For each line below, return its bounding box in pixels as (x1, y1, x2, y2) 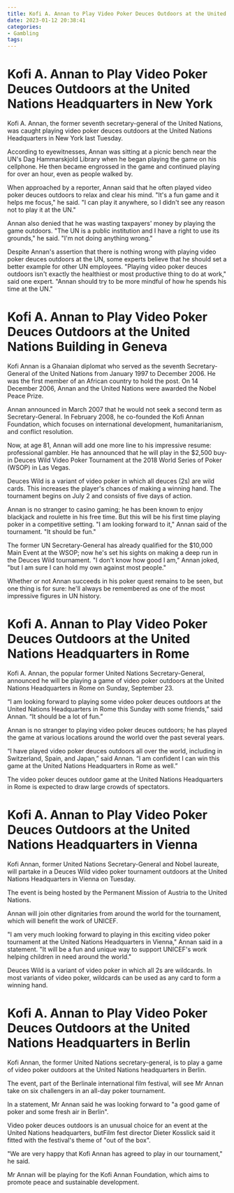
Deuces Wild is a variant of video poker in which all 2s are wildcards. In (7, 966, 212, 974)
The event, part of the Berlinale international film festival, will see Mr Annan (7, 1079, 224, 1087)
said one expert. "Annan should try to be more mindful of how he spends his (7, 277, 227, 286)
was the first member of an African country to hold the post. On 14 (7, 377, 199, 385)
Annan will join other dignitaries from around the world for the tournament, (7, 909, 221, 918)
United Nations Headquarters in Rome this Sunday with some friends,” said (7, 704, 224, 713)
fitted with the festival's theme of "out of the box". (7, 1136, 152, 1144)
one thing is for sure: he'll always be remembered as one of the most (7, 584, 205, 593)
